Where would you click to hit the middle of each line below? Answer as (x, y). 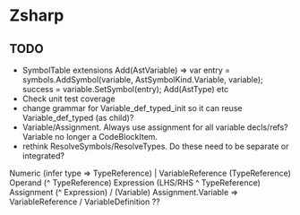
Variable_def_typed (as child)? (78, 118)
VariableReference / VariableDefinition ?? (85, 202)
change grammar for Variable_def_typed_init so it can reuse (132, 108)
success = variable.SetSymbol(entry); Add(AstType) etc (125, 89)
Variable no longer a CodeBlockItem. (90, 137)
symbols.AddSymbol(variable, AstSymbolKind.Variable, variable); (143, 80)
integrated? (43, 156)
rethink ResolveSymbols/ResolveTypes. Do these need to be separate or (155, 146)
